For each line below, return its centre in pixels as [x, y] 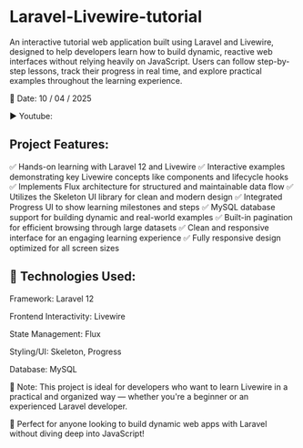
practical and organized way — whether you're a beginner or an [129, 396]
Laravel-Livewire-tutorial [106, 17]
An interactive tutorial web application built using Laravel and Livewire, [142, 42]
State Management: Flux [56, 333]
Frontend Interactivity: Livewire [67, 316]
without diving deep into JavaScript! [77, 433]
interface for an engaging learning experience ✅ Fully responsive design [146, 238]
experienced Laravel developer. [69, 406]
